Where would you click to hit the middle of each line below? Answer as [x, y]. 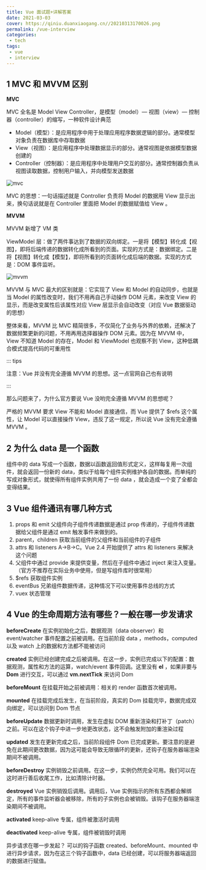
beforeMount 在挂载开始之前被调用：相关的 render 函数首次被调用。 [93, 687]
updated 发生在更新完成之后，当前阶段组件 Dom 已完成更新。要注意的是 [98, 742]
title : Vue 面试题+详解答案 [39, 12]
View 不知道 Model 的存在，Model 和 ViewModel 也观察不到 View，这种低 [100, 341]
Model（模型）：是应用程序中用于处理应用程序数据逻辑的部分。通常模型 [105, 133]
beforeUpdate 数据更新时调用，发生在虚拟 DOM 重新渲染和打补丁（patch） [102, 721]
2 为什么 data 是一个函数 [53, 448]
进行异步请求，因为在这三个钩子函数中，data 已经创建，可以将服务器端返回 [101, 853]
